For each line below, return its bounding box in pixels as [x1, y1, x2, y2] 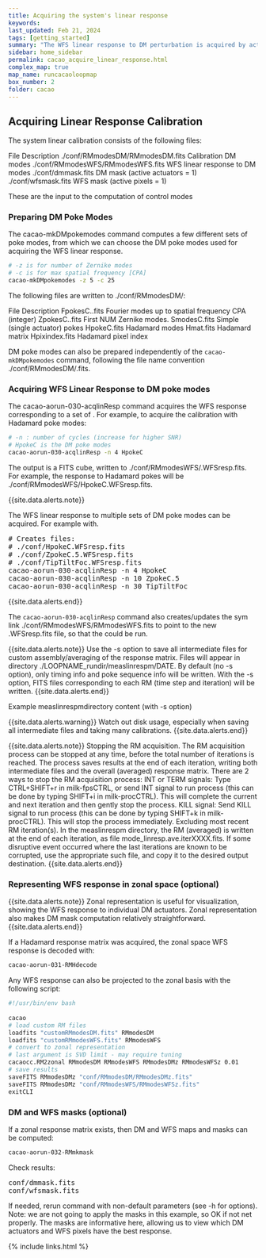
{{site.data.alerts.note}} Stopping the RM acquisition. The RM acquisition [8, 741, 245, 750]
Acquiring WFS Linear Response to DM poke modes [8, 384, 211, 395]
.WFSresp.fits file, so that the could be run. [8, 629, 148, 639]
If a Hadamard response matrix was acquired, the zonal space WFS [8, 938, 228, 947]
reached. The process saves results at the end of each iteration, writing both [8, 758, 258, 768]
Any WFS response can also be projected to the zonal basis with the [8, 976, 231, 985]
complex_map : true [8, 63, 69, 71]
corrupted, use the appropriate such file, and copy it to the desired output [8, 850, 249, 861]
